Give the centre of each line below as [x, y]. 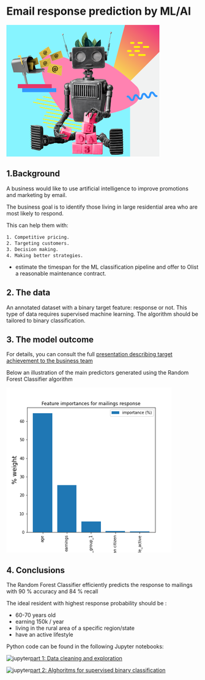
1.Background [33, 174]
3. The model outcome [50, 339]
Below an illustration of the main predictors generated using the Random [98, 373]
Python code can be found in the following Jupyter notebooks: [85, 646]
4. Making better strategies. [45, 255]
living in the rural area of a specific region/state [75, 628]
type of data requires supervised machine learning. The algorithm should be [102, 314]
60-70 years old [35, 615]
